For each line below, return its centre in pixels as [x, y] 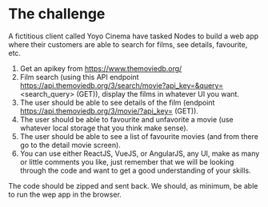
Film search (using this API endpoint [79, 77]
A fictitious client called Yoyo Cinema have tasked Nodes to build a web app [134, 36]
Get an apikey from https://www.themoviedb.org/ [101, 68]
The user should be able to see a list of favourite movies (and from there [139, 136]
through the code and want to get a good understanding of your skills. [135, 170]
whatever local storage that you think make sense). [104, 128]
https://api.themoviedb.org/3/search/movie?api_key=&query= [122, 86]
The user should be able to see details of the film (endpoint [117, 102]
